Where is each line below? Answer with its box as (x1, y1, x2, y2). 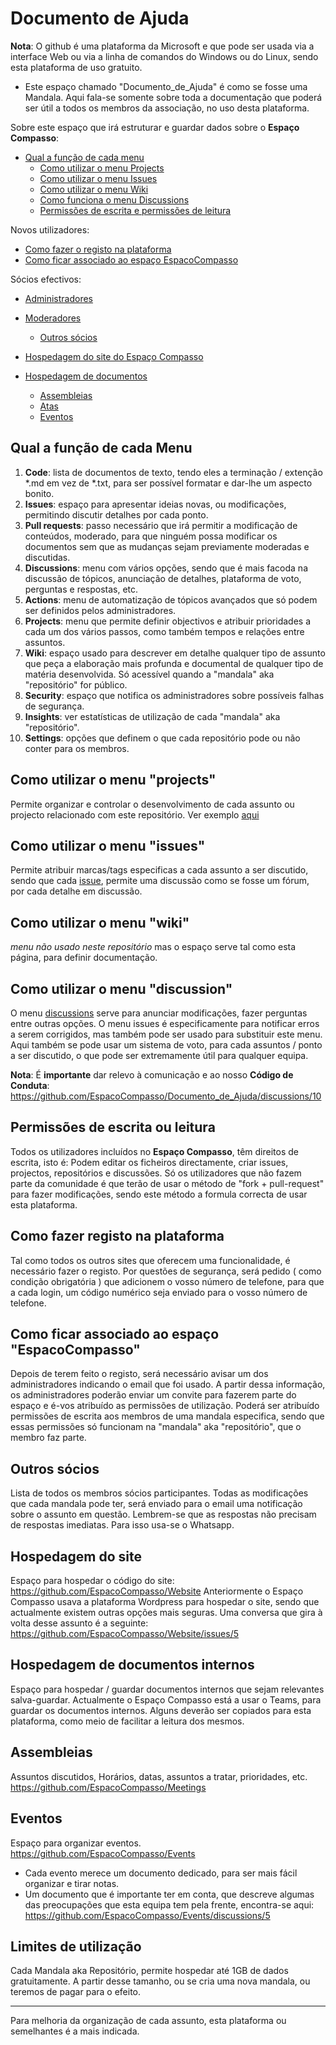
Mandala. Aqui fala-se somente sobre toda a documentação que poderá (24, 91, 323, 103)
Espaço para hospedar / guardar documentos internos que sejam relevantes (10, 1683, 325, 1695)
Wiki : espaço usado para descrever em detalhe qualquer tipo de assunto (24, 647, 326, 659)
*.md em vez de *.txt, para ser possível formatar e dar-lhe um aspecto (24, 477, 313, 489)
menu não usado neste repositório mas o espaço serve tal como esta (10, 941, 297, 953)
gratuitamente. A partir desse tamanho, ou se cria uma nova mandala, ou (10, 1975, 311, 1987)
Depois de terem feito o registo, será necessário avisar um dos (10, 1368, 269, 1380)
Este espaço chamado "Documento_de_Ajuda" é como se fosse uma (24, 80, 308, 92)
